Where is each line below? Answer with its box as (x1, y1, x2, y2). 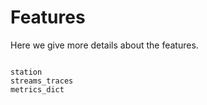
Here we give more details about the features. (10, 39, 199, 51)
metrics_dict (10, 84, 65, 95)
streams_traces (10, 76, 74, 86)
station (10, 67, 43, 77)
